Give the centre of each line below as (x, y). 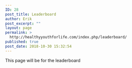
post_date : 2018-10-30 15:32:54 (38, 46)
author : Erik (19, 19)
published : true (22, 42)
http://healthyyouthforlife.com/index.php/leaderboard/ (68, 37)
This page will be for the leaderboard (43, 60)
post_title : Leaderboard (31, 14)
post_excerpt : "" (23, 23)
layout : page (19, 28)
